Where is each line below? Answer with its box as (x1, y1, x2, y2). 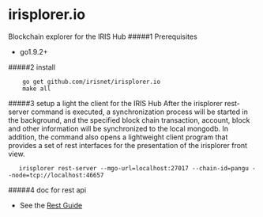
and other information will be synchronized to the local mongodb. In (8, 124, 229, 133)
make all (22, 85, 51, 93)
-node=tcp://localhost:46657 (8, 171, 104, 179)
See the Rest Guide (19, 200, 83, 210)
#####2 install (8, 62, 56, 72)
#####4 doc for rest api (8, 185, 87, 195)
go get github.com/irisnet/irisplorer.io (22, 78, 160, 86)
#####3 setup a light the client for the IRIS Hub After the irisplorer (8, 98, 223, 108)
